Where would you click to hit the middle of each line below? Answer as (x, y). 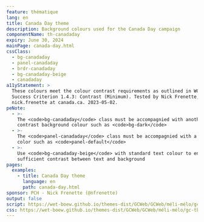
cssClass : (19, 52)
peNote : (16, 108)
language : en (39, 182)
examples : (24, 170)
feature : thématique (32, 12)
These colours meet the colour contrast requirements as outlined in (101, 91)
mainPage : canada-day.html (40, 46)
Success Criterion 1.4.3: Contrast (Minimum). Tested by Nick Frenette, (106, 97)
